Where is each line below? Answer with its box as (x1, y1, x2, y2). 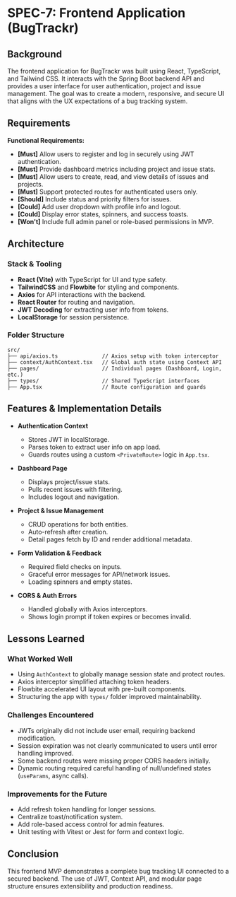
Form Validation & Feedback (17, 549, 102, 557)
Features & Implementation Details (7, 403, 162, 415)
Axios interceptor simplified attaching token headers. (17, 677, 171, 686)
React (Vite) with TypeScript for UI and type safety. (17, 275, 168, 283)
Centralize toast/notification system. (17, 812, 123, 821)
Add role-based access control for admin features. (17, 820, 165, 828)
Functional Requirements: (7, 136, 85, 144)
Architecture (7, 238, 65, 250)
